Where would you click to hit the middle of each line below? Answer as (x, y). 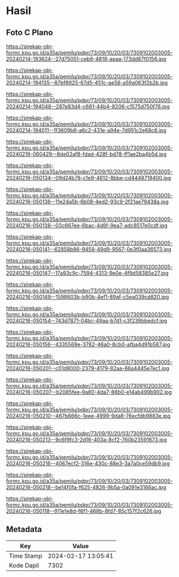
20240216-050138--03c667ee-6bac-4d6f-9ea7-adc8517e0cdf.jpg (87, 226)
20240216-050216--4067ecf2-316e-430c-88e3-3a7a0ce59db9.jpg (88, 463)
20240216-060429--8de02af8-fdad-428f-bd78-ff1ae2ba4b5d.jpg (86, 154)
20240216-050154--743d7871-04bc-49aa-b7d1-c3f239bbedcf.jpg (87, 321)
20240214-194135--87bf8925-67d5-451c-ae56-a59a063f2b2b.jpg (87, 83)
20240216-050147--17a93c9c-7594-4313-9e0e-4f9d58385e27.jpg (87, 273)
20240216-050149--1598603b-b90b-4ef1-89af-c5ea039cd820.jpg (88, 297)
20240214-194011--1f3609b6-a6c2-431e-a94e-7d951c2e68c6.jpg (86, 130)
